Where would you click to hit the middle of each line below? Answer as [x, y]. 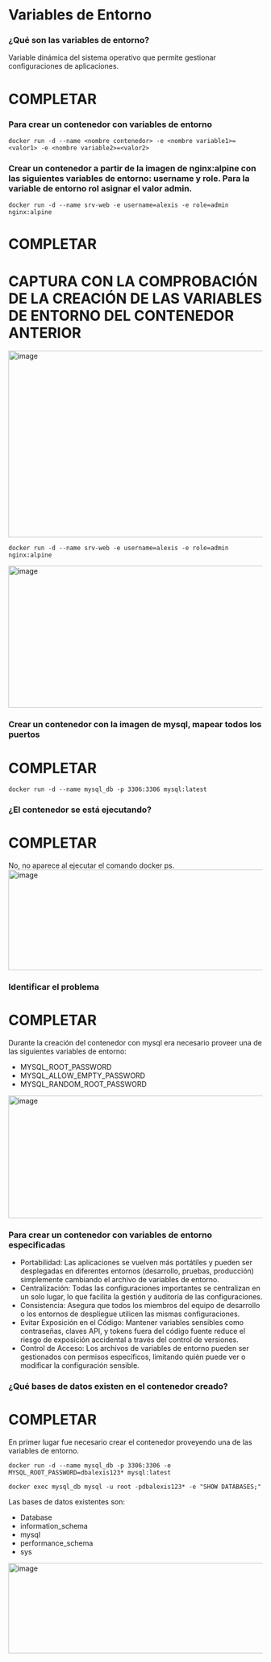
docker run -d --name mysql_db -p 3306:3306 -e [90, 1466]
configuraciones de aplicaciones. [64, 66]
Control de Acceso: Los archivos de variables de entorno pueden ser [135, 1349]
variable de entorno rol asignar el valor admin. [100, 188]
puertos [24, 734]
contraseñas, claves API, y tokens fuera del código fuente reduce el [133, 1332]
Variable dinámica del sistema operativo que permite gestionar [112, 57]
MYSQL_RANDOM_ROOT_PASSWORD [83, 1083]
